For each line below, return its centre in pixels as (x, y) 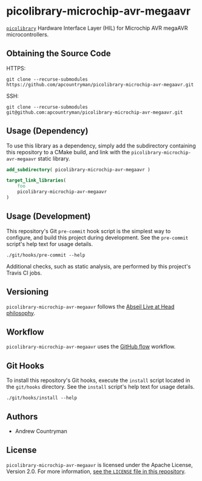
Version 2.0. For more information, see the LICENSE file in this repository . (96, 471)
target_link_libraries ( (36, 180)
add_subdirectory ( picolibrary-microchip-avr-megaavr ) (78, 169)
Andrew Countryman (41, 431)
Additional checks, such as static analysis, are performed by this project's (99, 266)
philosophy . (21, 313)
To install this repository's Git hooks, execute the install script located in (98, 380)
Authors (22, 416)
